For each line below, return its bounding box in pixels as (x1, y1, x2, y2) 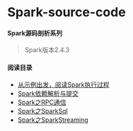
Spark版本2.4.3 (24, 46, 69, 54)
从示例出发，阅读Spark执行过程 (17, 80, 110, 89)
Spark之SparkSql (17, 106, 69, 115)
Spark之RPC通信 (17, 98, 66, 106)
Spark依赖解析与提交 (17, 89, 79, 97)
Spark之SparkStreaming (17, 116, 88, 124)
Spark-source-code (7, 4, 126, 20)
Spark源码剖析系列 (7, 29, 63, 37)
